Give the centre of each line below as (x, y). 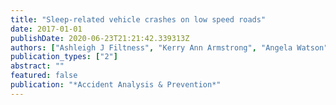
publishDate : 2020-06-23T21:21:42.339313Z (100, 38)
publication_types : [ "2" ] (64, 57)
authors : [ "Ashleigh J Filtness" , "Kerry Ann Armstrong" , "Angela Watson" (169, 47)
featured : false (44, 76)
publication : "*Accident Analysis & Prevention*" (116, 85)
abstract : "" (37, 66)
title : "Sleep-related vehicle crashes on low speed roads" (138, 19)
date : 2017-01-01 (46, 29)
